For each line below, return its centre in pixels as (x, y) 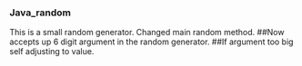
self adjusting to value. (52, 52)
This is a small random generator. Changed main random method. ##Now (147, 33)
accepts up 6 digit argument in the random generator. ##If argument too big (151, 42)
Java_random (40, 13)
